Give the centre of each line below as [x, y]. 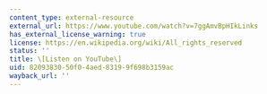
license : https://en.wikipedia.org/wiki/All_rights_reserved [126, 43]
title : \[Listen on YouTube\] [66, 59]
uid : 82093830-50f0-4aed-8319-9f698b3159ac [92, 68]
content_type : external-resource [72, 17]
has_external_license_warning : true [78, 34]
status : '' [30, 51]
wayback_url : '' [39, 76]
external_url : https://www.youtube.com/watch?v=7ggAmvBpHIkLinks [133, 26]
